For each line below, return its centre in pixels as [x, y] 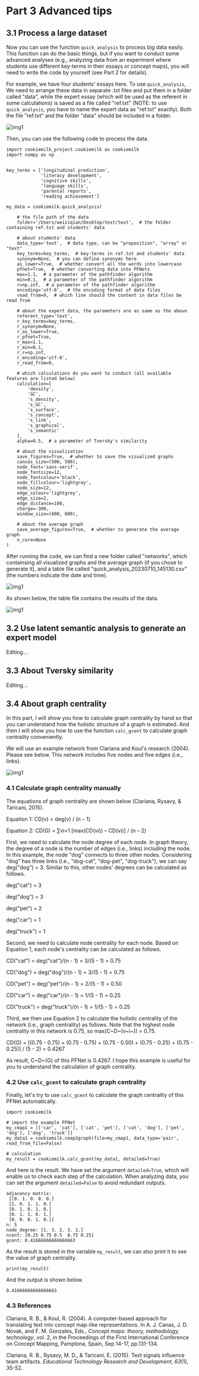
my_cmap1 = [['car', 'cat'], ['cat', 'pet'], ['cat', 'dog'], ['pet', [95, 1128]
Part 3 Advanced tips [59, 11]
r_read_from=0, [36, 363]
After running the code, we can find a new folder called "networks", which [97, 556]
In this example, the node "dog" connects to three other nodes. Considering [99, 854]
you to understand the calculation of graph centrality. [71, 1067]
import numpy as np [30, 155]
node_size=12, [34, 488]
